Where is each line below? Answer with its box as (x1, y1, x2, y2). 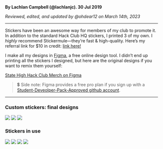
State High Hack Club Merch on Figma (5, 73, 81, 78)
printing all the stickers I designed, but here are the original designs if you (5, 58, 152, 63)
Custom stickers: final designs (5, 104, 79, 111)
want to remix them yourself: (5, 63, 63, 69)
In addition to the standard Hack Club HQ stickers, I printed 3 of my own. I (5, 33, 153, 38)
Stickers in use (5, 128, 41, 134)
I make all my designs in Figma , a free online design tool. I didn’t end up (5, 53, 148, 58)
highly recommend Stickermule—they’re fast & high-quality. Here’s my (5, 38, 146, 43)
